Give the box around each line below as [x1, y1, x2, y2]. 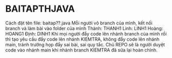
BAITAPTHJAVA [5, 3, 75, 15]
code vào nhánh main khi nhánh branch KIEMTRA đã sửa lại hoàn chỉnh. [5, 47, 158, 53]
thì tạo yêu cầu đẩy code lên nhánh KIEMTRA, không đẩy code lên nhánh [5, 36, 160, 42]
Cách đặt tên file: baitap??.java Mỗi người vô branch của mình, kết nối [5, 20, 152, 26]
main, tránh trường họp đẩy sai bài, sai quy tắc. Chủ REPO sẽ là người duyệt [5, 41, 165, 47]
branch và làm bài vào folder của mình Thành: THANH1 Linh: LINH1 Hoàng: [5, 25, 163, 31]
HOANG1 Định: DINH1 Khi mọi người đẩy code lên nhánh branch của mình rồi [5, 31, 167, 37]
